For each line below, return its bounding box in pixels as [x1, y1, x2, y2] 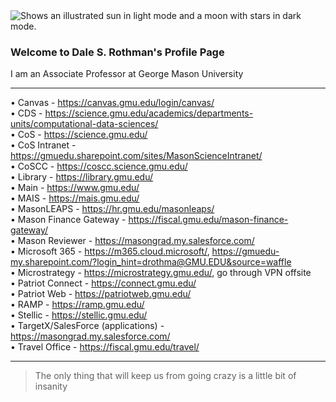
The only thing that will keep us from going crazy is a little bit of [34, 370, 297, 382]
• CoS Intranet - [10, 139, 77, 151]
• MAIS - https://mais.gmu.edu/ [10, 192, 140, 204]
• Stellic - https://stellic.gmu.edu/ [10, 309, 148, 321]
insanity [34, 380, 68, 393]
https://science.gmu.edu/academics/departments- [44, 107, 254, 119]
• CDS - [10, 107, 43, 119]
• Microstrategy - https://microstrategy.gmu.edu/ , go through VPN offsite [10, 267, 312, 279]
